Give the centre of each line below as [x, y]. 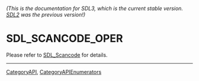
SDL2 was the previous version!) [46, 14]
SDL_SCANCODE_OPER [65, 38]
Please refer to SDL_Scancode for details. [57, 55]
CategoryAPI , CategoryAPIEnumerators [54, 72]
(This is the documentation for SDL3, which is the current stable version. [95, 8]
